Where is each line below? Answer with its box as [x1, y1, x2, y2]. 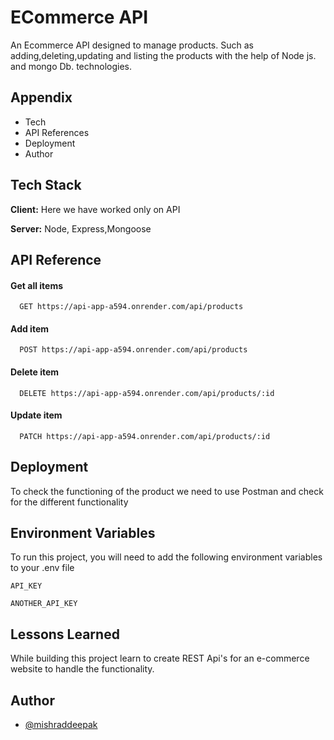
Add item [10, 322, 49, 335]
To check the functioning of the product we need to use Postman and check [10, 485, 324, 497]
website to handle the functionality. [10, 663, 155, 675]
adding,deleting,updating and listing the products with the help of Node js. [10, 49, 317, 61]
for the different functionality [10, 496, 129, 508]
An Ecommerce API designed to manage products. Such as [10, 39, 254, 51]
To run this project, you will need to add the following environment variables [10, 551, 323, 563]
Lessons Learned [10, 626, 120, 643]
